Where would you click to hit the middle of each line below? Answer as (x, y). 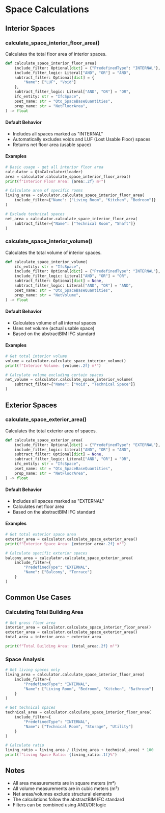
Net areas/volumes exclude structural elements (62, 794)
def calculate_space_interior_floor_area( (51, 63)
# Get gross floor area (31, 623)
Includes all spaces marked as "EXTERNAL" (58, 501)
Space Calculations (47, 9)
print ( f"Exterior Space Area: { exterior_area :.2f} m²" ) (66, 544)
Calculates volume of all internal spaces (54, 322)
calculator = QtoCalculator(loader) (44, 172)
